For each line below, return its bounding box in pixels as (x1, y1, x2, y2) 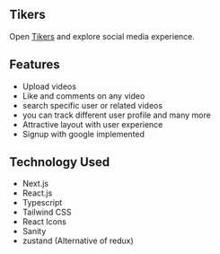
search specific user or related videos (22, 100, 163, 110)
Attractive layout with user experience (22, 118, 163, 129)
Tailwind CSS (22, 206, 72, 218)
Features (9, 57, 60, 73)
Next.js (22, 179, 49, 189)
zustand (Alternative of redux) (22, 235, 135, 246)
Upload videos (22, 81, 76, 92)
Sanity (22, 226, 47, 237)
